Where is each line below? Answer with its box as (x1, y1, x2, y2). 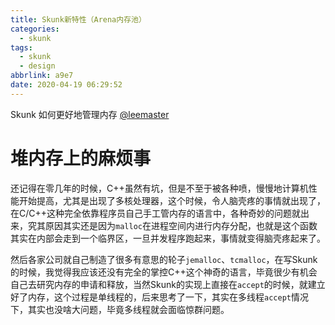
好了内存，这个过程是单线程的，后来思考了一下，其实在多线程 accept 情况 (10, 291, 309, 303)
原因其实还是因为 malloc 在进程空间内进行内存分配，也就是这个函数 (44, 219, 318, 231)
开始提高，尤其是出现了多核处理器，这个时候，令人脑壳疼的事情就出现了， (18, 194, 326, 206)
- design (19, 61, 56, 71)
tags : (10, 42, 33, 53)
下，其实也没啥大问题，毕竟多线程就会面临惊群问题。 (10, 303, 230, 315)
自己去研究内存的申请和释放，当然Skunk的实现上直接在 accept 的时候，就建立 (10, 278, 326, 290)
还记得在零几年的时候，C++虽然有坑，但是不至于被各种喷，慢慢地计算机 (10, 182, 309, 194)
